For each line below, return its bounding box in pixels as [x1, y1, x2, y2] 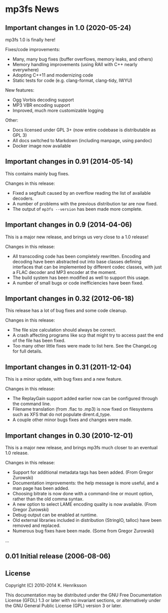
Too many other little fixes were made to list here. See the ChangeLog [12, 343, 157, 349]
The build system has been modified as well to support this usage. [12, 274, 150, 280]
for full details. [12, 348, 43, 354]
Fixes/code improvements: [5, 47, 60, 52]
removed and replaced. [12, 522, 61, 529]
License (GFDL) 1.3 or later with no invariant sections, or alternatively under [5, 597, 161, 603]
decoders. [12, 195, 34, 201]
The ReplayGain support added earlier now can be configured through [12, 396, 158, 402]
